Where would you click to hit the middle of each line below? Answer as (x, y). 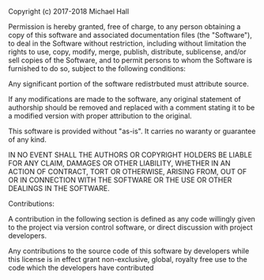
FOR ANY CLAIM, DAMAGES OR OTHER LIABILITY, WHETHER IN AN (119, 163)
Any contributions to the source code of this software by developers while (129, 251)
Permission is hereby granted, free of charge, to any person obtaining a (124, 26)
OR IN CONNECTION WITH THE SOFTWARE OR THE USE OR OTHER (120, 180)
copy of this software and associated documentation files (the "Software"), (130, 35)
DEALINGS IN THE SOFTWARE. (59, 188)
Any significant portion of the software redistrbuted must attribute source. (128, 84)
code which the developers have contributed (81, 268)
